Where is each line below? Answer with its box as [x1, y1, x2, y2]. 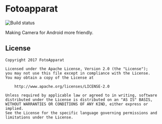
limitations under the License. [5, 114, 73, 120]
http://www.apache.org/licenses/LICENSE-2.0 [14, 84, 110, 89]
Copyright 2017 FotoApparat [5, 57, 65, 63]
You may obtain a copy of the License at [5, 75, 94, 80]
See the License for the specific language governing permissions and [5, 110, 157, 115]
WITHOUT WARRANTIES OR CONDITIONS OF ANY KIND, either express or [5, 101, 148, 106]
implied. [5, 106, 24, 111]
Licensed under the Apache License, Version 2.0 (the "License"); [5, 66, 148, 71]
